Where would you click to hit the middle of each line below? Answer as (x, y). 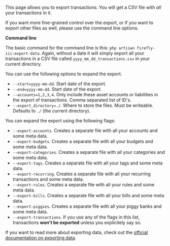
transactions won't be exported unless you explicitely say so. (77, 223)
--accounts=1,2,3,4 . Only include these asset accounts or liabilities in (85, 94)
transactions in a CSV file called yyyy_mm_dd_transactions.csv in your (78, 59)
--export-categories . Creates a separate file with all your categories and (89, 152)
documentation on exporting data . (41, 238)
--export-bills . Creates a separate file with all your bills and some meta (88, 195)
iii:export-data (22, 53)
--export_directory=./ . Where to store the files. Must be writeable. (83, 105)
